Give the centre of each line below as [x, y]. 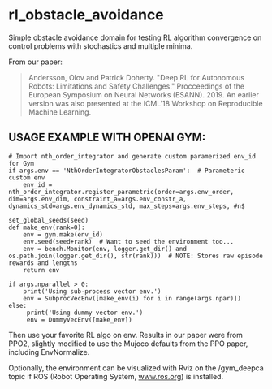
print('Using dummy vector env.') [85, 313]
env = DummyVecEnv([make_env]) [79, 320]
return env [41, 270]
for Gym [22, 163]
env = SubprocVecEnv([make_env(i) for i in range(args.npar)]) [132, 298]
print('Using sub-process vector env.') [92, 291]
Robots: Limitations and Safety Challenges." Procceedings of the [136, 86]
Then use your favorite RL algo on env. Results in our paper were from [126, 335]
